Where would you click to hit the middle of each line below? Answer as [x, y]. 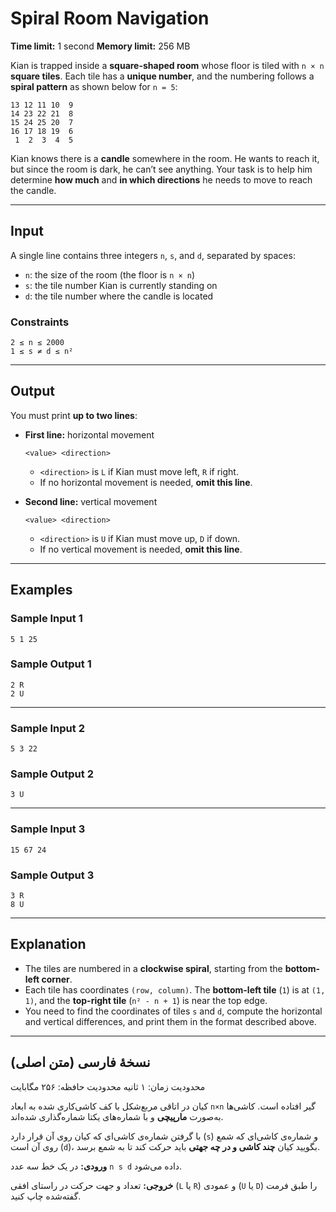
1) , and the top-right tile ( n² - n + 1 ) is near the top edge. [146, 1000]
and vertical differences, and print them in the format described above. [170, 1021]
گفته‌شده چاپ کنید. [46, 1196]
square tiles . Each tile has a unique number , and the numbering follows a [162, 76]
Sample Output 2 [52, 774]
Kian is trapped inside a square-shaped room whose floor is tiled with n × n [167, 65]
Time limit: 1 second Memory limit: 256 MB [100, 46]
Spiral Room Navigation [110, 18]
